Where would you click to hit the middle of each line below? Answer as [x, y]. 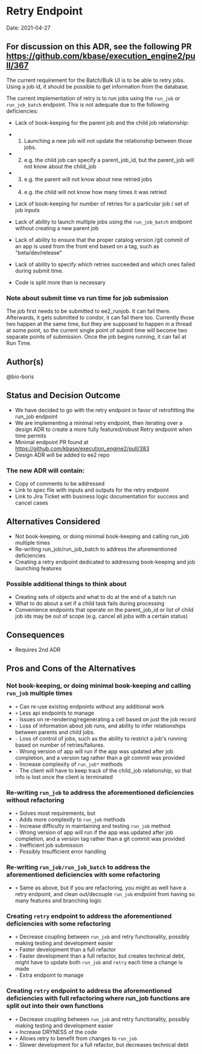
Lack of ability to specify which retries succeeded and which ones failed [105, 264]
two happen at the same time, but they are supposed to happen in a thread [99, 324]
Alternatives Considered [53, 522]
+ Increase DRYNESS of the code [56, 1032]
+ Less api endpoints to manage [55, 713]
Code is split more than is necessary [60, 282]
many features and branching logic [58, 901]
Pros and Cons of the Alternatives [71, 669]
